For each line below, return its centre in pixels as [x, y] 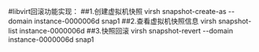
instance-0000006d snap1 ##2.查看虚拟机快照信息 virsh [126, 21]
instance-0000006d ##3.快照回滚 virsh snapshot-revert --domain [126, 31]
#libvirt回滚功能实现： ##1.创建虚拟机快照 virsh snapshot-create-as [117, 11]
